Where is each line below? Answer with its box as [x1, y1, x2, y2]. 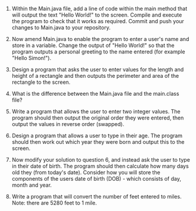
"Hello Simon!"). [11, 55, 52, 61]
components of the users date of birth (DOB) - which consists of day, [11, 175, 182, 182]
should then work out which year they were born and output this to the [11, 138, 185, 145]
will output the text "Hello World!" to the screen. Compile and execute [11, 11, 182, 18]
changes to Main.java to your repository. [11, 24, 111, 31]
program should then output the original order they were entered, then [11, 114, 184, 121]
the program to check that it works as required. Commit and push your [11, 18, 184, 24]
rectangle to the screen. [11, 78, 71, 86]
